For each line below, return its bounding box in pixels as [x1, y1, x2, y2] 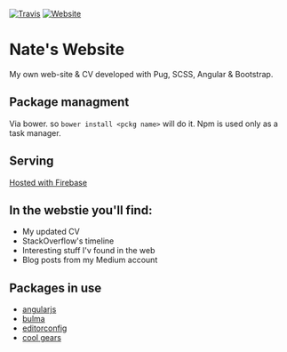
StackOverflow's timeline [21, 236, 115, 246]
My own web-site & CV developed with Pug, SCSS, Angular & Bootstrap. [9, 68, 274, 79]
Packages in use [9, 280, 102, 295]
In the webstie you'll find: [9, 203, 153, 218]
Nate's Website [9, 40, 125, 60]
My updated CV [21, 227, 80, 237]
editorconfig [21, 323, 68, 333]
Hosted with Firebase [9, 177, 87, 188]
